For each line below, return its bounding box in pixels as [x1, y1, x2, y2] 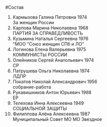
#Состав [5, 5, 24, 10]
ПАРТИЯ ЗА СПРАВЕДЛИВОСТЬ [12, 30, 83, 36]
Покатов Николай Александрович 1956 [12, 78, 97, 84]
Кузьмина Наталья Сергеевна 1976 [12, 35, 89, 41]
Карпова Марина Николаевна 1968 [12, 25, 89, 31]
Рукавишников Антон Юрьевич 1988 [12, 90, 92, 95]
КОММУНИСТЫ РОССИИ [12, 52, 67, 58]
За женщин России [12, 20, 54, 25]
